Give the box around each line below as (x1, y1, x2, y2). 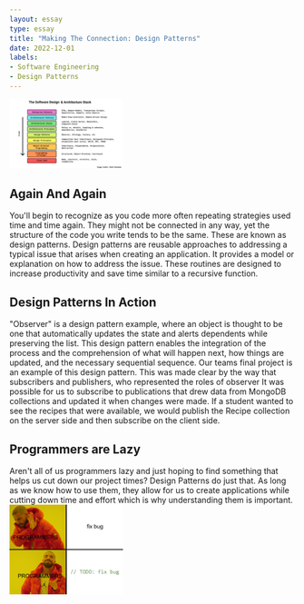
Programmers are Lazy (9, 441, 141, 457)
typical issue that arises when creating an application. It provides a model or (9, 249, 295, 260)
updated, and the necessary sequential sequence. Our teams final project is (9, 357, 293, 368)
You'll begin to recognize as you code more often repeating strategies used (9, 210, 291, 222)
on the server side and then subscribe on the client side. (9, 415, 221, 426)
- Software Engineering (9, 63, 100, 72)
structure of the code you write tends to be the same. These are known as (9, 230, 287, 241)
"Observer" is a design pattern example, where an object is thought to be (9, 319, 283, 330)
